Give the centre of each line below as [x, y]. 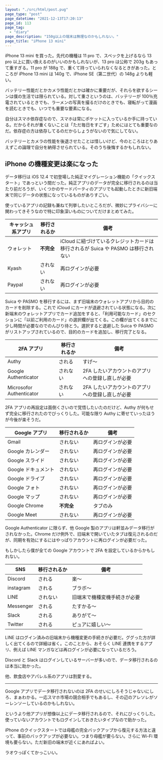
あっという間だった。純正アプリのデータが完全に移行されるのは [90, 183]
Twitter [15, 624]
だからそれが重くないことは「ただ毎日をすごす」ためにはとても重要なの [86, 125]
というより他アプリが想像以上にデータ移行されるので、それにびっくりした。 [81, 713]
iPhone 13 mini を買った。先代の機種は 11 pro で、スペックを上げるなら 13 [78, 55]
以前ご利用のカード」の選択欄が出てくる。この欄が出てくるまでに [92, 320]
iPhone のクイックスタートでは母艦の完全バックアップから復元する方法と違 [81, 730]
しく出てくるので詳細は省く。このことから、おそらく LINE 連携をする [74, 643]
